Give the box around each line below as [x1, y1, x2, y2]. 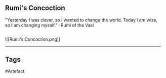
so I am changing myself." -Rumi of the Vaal [5, 22, 94, 28]
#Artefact [5, 68, 25, 74]
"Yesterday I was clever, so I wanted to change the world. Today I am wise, [5, 17, 158, 23]
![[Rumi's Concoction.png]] [5, 36, 61, 42]
